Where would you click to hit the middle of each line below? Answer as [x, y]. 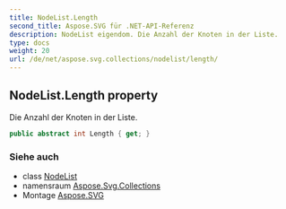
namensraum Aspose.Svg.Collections [91, 186]
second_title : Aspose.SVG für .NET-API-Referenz [102, 26]
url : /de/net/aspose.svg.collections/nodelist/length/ [114, 59]
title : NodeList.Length [54, 17]
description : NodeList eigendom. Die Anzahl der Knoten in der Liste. [144, 34]
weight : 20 [30, 51]
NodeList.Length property [84, 96]
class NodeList [50, 176]
